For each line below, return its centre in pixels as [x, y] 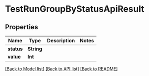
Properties [22, 27]
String [35, 49]
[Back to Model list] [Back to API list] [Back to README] [61, 69]
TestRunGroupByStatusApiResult [75, 9]
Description [61, 41]
